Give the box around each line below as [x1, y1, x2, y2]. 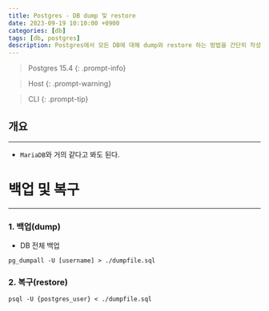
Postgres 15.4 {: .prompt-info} [27, 63, 126, 73]
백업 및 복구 [8, 181, 80, 199]
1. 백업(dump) [8, 221, 62, 232]
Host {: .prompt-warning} [27, 79, 112, 89]
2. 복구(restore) [8, 277, 68, 288]
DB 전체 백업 [19, 241, 60, 250]
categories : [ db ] [8, 26, 66, 34]
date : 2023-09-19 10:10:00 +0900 [8, 19, 120, 27]
